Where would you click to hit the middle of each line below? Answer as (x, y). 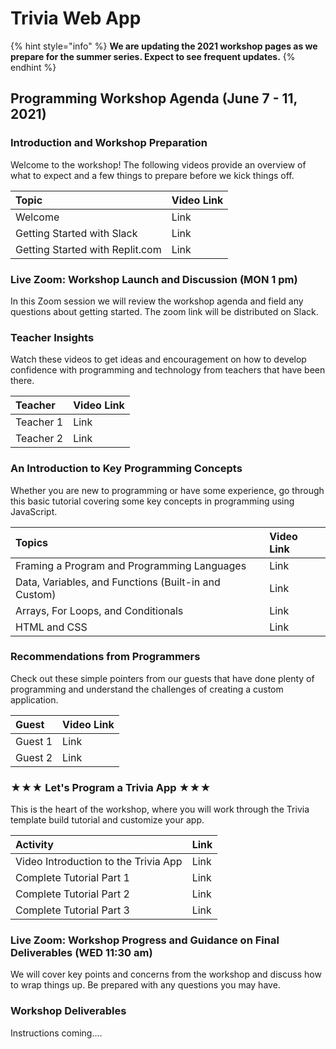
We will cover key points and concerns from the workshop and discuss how (166, 974)
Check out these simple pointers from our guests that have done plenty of (162, 678)
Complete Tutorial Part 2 (72, 894)
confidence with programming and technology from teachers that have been (168, 370)
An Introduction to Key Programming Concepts (126, 469)
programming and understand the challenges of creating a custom (147, 689)
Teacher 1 (39, 422)
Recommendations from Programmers (105, 657)
